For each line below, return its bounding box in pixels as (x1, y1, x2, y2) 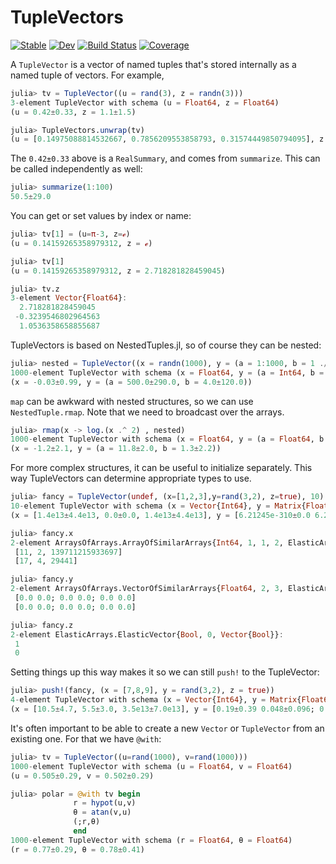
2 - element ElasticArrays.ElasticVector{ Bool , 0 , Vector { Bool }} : (10, 629, 284, 640)
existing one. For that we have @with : (10, 732, 162, 745)
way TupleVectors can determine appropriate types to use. (10, 472, 252, 485)
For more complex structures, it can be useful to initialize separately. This (10, 462, 313, 474)
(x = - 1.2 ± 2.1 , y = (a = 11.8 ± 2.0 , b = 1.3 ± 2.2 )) (10, 444, 222, 454)
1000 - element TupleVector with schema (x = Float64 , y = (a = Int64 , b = (10, 367, 325, 378)
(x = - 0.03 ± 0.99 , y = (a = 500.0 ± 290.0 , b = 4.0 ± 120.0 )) (10, 377, 253, 387)
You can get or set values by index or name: (10, 210, 192, 222)
